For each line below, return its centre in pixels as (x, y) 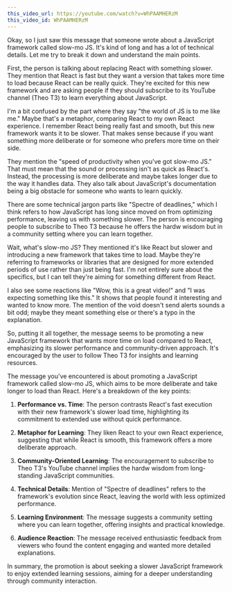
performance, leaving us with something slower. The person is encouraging (115, 219)
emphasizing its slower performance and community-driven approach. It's (113, 348)
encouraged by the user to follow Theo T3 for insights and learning (103, 355)
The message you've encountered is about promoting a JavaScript (102, 376)
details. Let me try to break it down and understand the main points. (104, 54)
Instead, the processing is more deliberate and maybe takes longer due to (113, 176)
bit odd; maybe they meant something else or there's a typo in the (101, 312)
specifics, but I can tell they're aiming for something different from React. (111, 277)
